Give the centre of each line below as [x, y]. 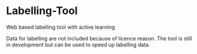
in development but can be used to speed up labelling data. [78, 45]
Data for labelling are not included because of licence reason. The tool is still [99, 38]
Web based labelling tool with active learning [60, 27]
